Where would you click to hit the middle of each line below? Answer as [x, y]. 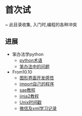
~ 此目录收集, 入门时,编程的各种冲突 [41, 24]
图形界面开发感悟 [37, 78]
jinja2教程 [29, 96]
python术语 [31, 60]
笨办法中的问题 [34, 66]
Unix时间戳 [31, 102]
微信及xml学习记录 [38, 108]
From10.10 [22, 72]
